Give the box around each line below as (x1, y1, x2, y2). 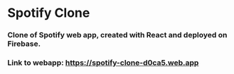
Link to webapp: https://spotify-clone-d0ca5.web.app (7, 58, 199, 68)
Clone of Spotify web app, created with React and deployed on (7, 30, 228, 40)
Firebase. (7, 39, 41, 49)
